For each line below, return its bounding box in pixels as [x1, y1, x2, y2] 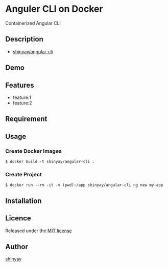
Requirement [5, 115, 47, 124]
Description [5, 35, 43, 44]
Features [5, 80, 34, 90]
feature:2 [12, 99, 32, 106]
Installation [5, 196, 42, 205]
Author [5, 242, 28, 251]
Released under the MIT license [5, 228, 73, 234]
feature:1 [12, 94, 32, 100]
